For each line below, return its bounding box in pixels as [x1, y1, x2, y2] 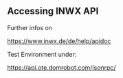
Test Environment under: [7, 50, 77, 58]
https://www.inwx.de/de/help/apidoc [7, 37, 111, 45]
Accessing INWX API [7, 5, 99, 17]
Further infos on [7, 23, 53, 31]
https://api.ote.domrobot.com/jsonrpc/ [7, 63, 116, 71]
